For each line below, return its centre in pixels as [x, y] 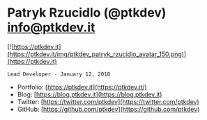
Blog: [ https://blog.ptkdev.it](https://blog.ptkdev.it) [90, 94]
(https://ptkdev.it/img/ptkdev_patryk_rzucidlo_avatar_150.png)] [97, 54]
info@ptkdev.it [51, 27]
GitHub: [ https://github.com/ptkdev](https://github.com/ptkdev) [108, 109]
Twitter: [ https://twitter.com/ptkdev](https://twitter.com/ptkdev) [108, 101]
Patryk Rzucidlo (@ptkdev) [87, 13]
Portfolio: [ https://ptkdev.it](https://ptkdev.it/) [82, 87]
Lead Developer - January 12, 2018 [59, 74]
